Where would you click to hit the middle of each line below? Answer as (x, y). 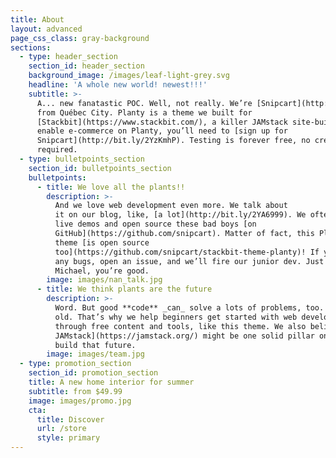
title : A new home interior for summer (111, 382)
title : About (37, 19)
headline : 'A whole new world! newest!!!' (118, 85)
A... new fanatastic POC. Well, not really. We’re (144, 103)
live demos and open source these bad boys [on (155, 224)
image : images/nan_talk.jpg (104, 280)
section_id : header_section (86, 66)
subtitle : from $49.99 (75, 391)
